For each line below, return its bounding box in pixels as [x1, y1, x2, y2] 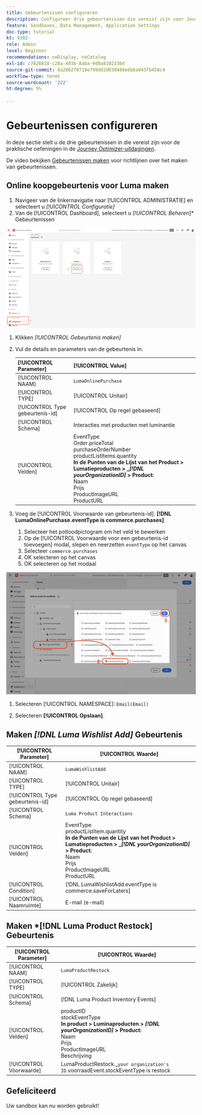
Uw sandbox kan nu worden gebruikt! [6, 1102, 99, 1109]
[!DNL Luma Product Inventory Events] [61, 996, 156, 1003]
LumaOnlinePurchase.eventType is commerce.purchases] [14, 517, 164, 524]
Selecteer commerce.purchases [23, 547, 98, 554]
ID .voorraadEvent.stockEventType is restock [61, 1067, 171, 1074]
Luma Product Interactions [65, 811, 133, 817]
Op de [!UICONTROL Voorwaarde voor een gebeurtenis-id [23, 535, 168, 542]
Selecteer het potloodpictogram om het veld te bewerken [23, 528, 166, 535]
